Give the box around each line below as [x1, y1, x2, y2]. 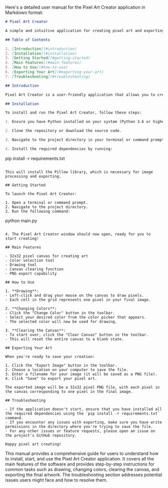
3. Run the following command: [5, 208, 70, 214]
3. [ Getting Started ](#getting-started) [5, 55, 91, 60]
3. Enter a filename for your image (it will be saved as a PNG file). [5, 371, 157, 376]
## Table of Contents [5, 37, 50, 42]
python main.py [5, 217, 37, 223]
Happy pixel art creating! [5, 441, 61, 446]
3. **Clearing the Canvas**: [5, 327, 66, 333]
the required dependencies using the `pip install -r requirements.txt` [5, 411, 160, 416]
